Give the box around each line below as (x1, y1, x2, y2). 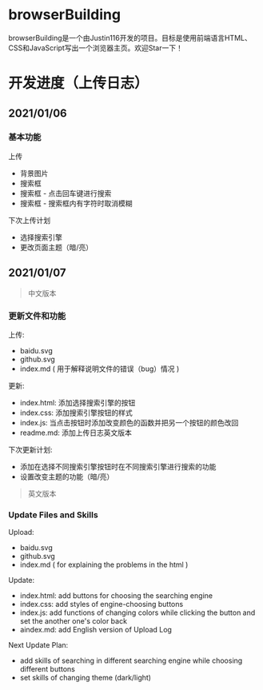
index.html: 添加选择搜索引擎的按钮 (19, 397, 136, 407)
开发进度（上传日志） (8, 74, 149, 93)
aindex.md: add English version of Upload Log (19, 625, 172, 635)
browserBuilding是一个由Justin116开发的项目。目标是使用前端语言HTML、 (8, 33, 252, 42)
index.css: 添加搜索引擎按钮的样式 (19, 408, 133, 417)
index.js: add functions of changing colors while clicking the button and (19, 608, 256, 617)
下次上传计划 (8, 215, 50, 225)
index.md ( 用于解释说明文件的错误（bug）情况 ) (19, 364, 180, 373)
